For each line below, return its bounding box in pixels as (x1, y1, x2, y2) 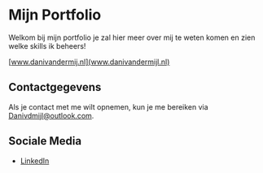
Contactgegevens (8, 80, 102, 94)
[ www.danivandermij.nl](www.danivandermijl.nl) (8, 57, 170, 67)
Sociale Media (8, 134, 82, 148)
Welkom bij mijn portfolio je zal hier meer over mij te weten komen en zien (8, 32, 256, 42)
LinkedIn (20, 156, 50, 166)
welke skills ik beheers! (8, 41, 86, 50)
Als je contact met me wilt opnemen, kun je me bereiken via (8, 102, 209, 111)
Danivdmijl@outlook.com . (8, 110, 94, 120)
